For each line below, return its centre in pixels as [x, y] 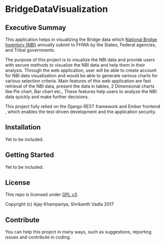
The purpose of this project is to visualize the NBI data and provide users [80, 60]
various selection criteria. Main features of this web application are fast [78, 81]
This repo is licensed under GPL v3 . [42, 195]
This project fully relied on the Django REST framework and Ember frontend [83, 106]
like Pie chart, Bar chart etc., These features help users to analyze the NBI [81, 91]
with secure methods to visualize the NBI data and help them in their [75, 65]
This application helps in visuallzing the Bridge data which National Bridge [81, 39]
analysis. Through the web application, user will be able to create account [81, 70]
